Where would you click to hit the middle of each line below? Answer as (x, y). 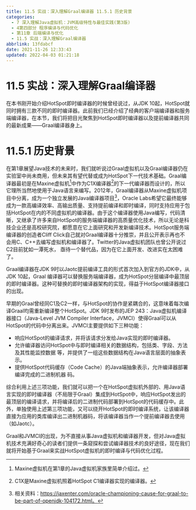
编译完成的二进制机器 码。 (46, 374)
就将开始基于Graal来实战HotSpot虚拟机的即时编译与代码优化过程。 (86, 450)
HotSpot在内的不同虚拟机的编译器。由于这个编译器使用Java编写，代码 (96, 213)
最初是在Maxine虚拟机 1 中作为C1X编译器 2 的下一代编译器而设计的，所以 (101, 183)
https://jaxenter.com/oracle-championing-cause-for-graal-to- (114, 493)
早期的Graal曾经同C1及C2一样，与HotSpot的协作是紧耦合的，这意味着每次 (95, 303)
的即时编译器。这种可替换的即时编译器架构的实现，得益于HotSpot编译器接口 (98, 283)
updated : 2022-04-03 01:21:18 (43, 55)
